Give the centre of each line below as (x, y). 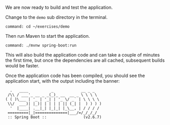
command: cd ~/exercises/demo (38, 27)
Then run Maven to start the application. (48, 36)
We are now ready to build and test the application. (59, 7)
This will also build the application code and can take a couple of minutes (83, 55)
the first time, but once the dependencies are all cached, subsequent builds (85, 60)
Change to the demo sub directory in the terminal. (56, 17)
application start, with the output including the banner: (63, 81)
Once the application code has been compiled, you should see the (75, 76)
